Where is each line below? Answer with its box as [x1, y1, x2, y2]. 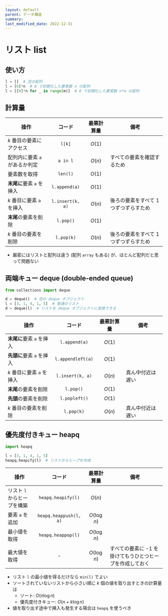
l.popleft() [59, 396, 88, 401]
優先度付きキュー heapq [5, 431, 80, 439]
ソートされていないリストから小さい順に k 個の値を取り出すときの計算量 [12, 580, 162, 586]
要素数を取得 [7, 170, 38, 177]
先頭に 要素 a [7, 352, 37, 359]
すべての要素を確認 [109, 153, 155, 160]
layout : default [5, 7, 39, 12]
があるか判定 [7, 161, 38, 168]
